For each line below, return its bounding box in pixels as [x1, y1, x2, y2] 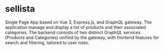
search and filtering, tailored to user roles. [5, 39, 89, 45]
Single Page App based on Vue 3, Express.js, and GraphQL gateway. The [5, 19, 152, 25]
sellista [5, 3, 35, 14]
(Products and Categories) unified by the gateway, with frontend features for [5, 35, 159, 40]
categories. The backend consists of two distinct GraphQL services [5, 29, 141, 35]
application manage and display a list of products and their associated [5, 24, 146, 30]
